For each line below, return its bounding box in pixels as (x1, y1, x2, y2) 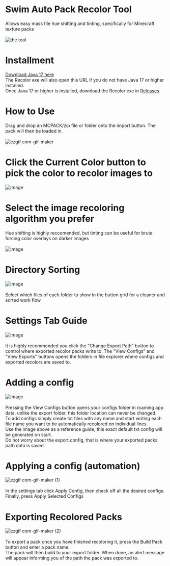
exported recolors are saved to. (5, 358, 71, 365)
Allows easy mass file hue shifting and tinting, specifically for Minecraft (5, 20, 155, 27)
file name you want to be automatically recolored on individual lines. (5, 421, 148, 427)
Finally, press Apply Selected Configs (5, 493, 84, 499)
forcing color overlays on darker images (5, 235, 89, 241)
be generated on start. (5, 431, 52, 438)
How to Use (5, 106, 55, 117)
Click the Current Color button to (5, 157, 146, 168)
